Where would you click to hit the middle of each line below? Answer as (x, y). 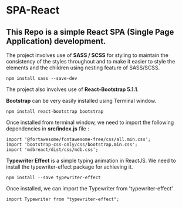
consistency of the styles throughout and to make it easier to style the (91, 61)
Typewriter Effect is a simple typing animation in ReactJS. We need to (91, 160)
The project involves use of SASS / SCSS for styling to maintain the (87, 55)
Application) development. (56, 41)
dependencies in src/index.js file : (48, 129)
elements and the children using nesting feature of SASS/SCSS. (83, 68)
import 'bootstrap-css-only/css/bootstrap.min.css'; (72, 145)
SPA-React (33, 10)
